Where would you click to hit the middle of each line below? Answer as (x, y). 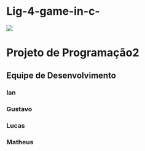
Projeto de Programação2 (73, 53)
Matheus (20, 142)
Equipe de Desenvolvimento (61, 75)
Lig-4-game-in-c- (53, 11)
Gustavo (19, 109)
